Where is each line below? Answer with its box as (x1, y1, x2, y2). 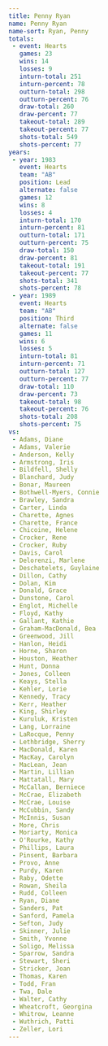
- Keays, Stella (11, 677, 67, 686)
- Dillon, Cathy (11, 571, 67, 580)
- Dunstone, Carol (11, 595, 75, 603)
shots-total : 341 (19, 277, 79, 285)
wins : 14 (19, 58, 49, 66)
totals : (8, 34, 35, 43)
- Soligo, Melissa (11, 942, 75, 950)
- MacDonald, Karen (11, 745, 79, 753)
